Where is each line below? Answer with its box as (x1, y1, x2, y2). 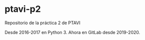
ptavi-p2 (4, 3, 41, 15)
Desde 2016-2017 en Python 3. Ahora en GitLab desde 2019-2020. (4, 29, 141, 35)
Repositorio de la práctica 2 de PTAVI (4, 20, 81, 26)
